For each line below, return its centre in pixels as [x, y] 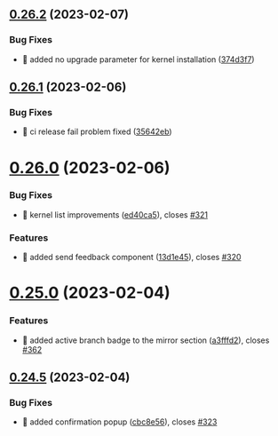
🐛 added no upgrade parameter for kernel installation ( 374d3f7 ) [138, 59]
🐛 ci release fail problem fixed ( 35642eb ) [97, 131]
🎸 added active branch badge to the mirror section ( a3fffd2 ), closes [146, 340]
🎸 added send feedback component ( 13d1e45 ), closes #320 [131, 258]
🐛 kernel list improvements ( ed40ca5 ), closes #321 [115, 214]
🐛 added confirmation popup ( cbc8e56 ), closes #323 [119, 422]
